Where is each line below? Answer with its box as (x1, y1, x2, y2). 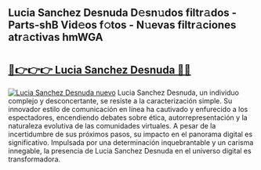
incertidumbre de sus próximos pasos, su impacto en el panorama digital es (8, 129, 253, 139)
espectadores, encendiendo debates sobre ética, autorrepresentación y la (8, 113, 248, 122)
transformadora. (8, 154, 61, 164)
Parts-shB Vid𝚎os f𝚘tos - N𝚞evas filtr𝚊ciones (8, 19, 237, 32)
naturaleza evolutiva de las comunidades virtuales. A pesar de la (8, 121, 216, 130)
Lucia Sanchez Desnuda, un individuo (117, 88, 239, 97)
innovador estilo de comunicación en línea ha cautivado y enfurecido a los (8, 105, 248, 114)
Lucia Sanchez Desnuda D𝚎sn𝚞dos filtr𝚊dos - (8, 6, 237, 20)
